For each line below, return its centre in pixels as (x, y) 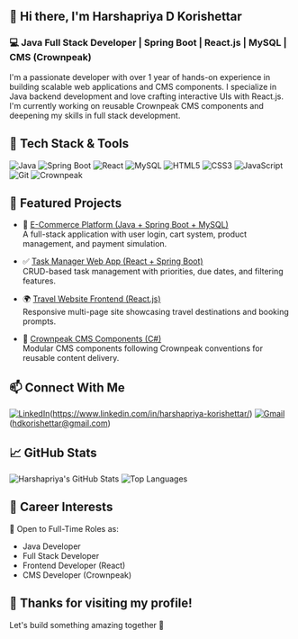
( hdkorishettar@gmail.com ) (60, 423)
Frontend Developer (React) (74, 565)
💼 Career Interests (61, 507)
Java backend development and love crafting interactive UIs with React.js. (146, 96)
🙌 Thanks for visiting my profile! (101, 603)
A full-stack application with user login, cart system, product (135, 234)
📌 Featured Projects (66, 203)
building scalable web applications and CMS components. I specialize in (143, 86)
